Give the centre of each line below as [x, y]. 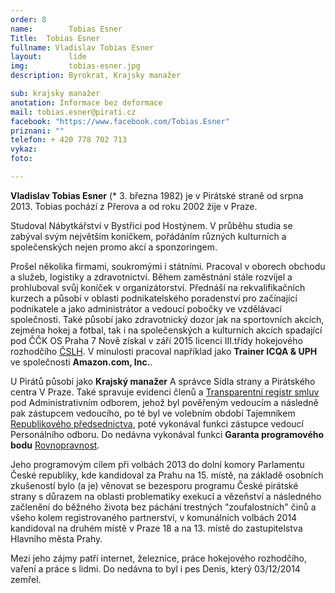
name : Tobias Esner [66, 29]
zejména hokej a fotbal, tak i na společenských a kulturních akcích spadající [166, 330]
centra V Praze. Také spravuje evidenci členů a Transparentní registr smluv [165, 392]
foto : [21, 159]
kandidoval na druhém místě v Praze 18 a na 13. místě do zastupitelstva [156, 528]
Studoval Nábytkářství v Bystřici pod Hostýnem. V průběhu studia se [151, 225]
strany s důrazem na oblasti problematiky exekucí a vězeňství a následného [166, 496]
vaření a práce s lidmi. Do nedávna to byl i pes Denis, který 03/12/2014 [155, 568]
